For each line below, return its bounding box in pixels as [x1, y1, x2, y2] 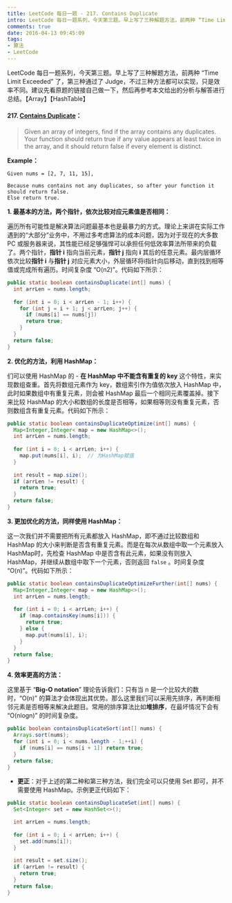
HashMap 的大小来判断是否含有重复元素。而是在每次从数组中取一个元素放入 [7, 540, 224, 549]
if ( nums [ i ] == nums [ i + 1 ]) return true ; [19, 745, 144, 751]
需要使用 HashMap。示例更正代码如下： [17, 786, 131, 794]
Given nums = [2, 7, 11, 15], [7, 170, 95, 177]
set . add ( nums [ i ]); [19, 838, 72, 845]
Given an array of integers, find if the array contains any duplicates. [23, 127, 216, 136]
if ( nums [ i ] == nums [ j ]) [25, 311, 97, 318]
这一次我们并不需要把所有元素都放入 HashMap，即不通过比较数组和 [7, 531, 200, 540]
